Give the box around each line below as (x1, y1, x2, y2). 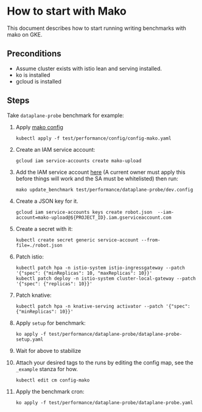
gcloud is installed (15, 77, 61, 85)
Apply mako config (15, 123, 63, 130)
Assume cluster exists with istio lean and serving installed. (15, 65, 162, 72)
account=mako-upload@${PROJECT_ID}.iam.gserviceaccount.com (15, 215, 172, 221)
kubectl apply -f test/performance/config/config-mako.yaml (15, 135, 172, 141)
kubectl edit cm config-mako (15, 377, 90, 383)
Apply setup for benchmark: (15, 319, 86, 327)
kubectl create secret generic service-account (15, 236, 139, 243)
